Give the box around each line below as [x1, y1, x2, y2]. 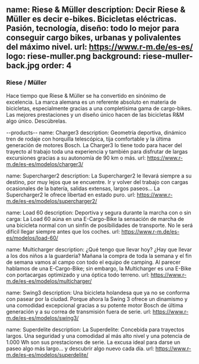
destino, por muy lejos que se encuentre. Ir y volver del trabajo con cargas [6, 178, 188, 185]
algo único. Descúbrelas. [6, 117, 67, 125]
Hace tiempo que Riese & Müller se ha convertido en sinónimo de [6, 92, 166, 99]
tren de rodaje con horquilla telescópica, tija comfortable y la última [6, 135, 171, 142]
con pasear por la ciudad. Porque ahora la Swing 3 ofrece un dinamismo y [6, 295, 188, 303]
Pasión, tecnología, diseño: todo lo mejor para [6, 23, 179, 33]
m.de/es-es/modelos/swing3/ [6, 314, 79, 321]
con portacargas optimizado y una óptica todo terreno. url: [6, 271, 150, 278]
